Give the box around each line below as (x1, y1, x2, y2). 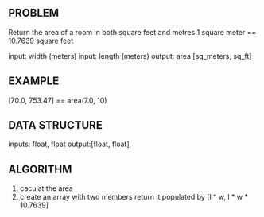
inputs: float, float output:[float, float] (8, 139, 130, 149)
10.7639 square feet (8, 36, 74, 45)
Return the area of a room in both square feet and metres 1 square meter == (8, 27, 257, 37)
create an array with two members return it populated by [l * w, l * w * (19, 192, 249, 202)
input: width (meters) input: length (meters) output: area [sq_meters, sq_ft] (8, 51, 252, 60)
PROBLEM (8, 6, 60, 20)
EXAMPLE (8, 75, 60, 88)
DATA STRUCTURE (8, 118, 103, 132)
